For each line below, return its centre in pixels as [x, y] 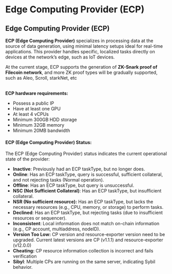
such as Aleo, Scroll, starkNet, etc [41, 78]
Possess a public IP [33, 103]
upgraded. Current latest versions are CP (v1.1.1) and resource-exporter [88, 240]
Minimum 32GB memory [39, 125]
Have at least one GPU [36, 109]
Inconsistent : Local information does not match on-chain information [86, 224]
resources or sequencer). [40, 218]
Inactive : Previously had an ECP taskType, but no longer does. [79, 169]
